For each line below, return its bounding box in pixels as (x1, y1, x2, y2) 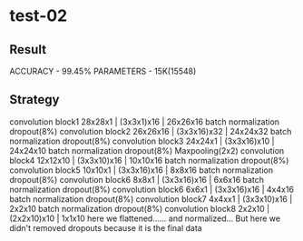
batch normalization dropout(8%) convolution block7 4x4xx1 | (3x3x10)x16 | (9, 193, 293, 205)
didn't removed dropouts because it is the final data (9, 222, 202, 233)
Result (9, 42, 47, 57)
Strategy (9, 92, 60, 107)
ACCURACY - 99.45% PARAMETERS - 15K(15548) (9, 65, 197, 76)
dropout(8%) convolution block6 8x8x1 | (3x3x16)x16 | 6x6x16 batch (9, 174, 265, 185)
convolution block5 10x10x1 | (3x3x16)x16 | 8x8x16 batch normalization (9, 165, 274, 176)
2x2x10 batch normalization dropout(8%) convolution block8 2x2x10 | (9, 203, 270, 214)
